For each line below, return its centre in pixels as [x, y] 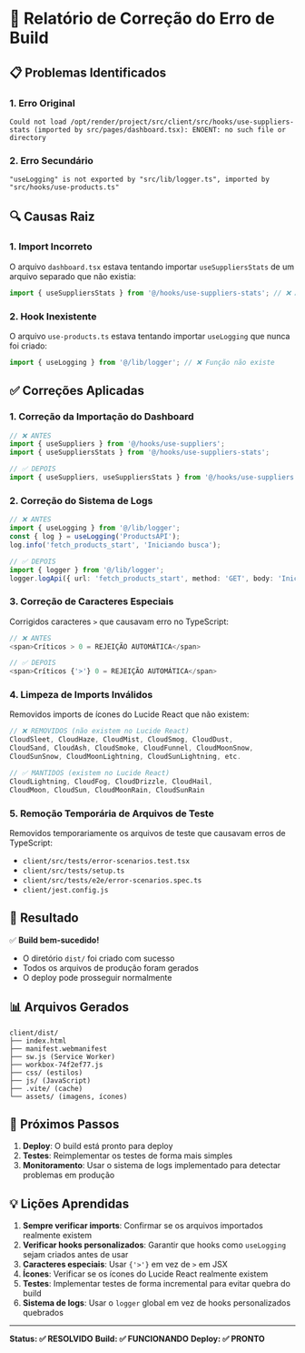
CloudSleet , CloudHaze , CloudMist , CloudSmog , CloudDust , [121, 740]
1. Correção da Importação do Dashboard [102, 417]
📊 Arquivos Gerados [69, 1008]
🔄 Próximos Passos [64, 1124]
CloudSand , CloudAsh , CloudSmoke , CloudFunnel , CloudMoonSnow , [132, 748]
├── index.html [38, 1041]
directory [28, 137]
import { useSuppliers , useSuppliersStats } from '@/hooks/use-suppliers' [154, 478]
